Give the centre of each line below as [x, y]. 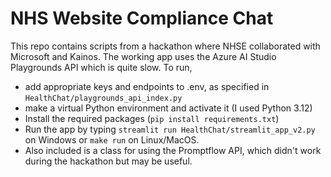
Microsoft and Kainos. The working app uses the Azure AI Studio [143, 56]
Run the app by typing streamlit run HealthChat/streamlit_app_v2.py [170, 129]
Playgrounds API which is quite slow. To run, [101, 67]
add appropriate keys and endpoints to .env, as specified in [147, 86]
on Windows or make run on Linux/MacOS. [112, 139]
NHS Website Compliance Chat [142, 18]
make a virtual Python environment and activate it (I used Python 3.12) [168, 108]
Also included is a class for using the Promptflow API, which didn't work [173, 150]
